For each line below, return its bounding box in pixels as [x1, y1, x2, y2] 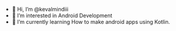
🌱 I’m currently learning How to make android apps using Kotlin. [11, 18, 171, 25]
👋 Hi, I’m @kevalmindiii [11, 6, 69, 13]
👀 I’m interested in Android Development [11, 12, 113, 19]
